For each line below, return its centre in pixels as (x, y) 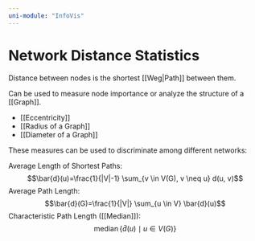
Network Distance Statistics (104, 55)
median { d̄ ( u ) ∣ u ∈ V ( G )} (135, 228)
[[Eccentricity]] (45, 117)
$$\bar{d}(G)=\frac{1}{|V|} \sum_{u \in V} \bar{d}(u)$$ (135, 203)
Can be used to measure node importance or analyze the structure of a (126, 93)
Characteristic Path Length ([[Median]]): (75, 216)
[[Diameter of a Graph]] (59, 134)
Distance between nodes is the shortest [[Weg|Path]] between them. (122, 78)
